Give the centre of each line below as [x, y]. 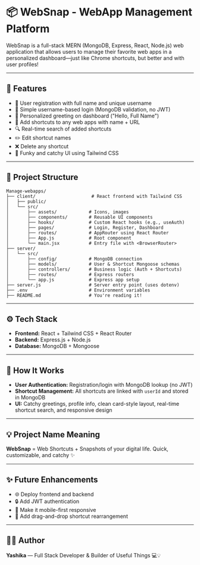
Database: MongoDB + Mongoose [57, 346]
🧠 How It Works [35, 370]
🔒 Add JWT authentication [47, 501]
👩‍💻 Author [26, 541]
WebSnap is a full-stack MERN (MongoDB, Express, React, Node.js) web [95, 45]
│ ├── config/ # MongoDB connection [74, 259]
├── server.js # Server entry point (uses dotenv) [93, 285]
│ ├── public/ [26, 201]
